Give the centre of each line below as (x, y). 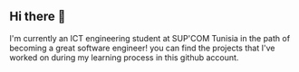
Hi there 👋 (38, 17)
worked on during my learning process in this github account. (124, 57)
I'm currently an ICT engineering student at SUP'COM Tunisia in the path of (150, 38)
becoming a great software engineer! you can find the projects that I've (142, 48)
